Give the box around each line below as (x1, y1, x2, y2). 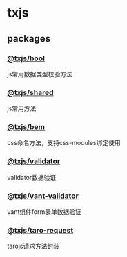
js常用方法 (7, 104, 37, 113)
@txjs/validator (7, 156, 61, 166)
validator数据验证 (7, 173, 57, 181)
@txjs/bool (7, 53, 45, 63)
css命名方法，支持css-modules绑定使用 (7, 139, 121, 147)
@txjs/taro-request (7, 225, 74, 235)
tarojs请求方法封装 (7, 242, 60, 251)
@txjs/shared (7, 88, 54, 97)
